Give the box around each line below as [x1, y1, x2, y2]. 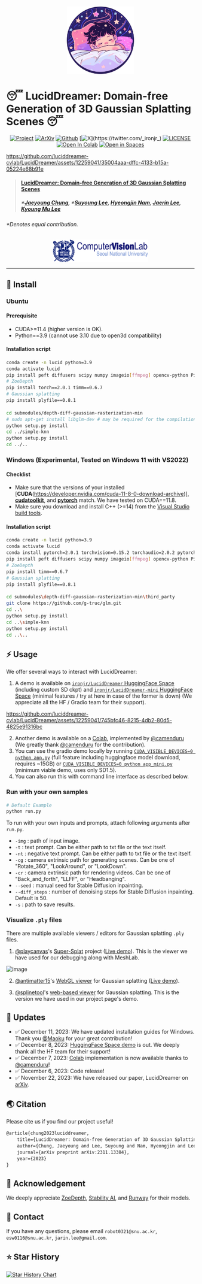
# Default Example [6, 802, 52, 808]
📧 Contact [6, 1212, 44, 1222]
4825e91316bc [6, 723, 43, 731]
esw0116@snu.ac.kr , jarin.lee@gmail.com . [6, 1234, 108, 1241]
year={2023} [17, 1155, 47, 1162]
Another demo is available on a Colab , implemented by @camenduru [14, 735, 184, 742]
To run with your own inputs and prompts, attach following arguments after [6, 819, 191, 826]
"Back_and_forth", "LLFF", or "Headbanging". [14, 876, 126, 883]
